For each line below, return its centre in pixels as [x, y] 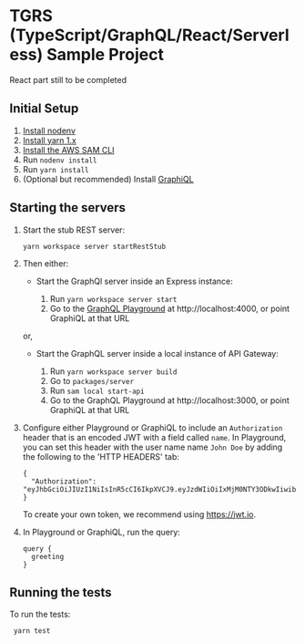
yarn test [32, 631]
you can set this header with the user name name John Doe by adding [152, 447]
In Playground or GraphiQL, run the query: [101, 532]
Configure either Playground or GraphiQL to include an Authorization [152, 427]
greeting [48, 556]
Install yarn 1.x [50, 140]
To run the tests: [40, 614]
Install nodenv [49, 130]
